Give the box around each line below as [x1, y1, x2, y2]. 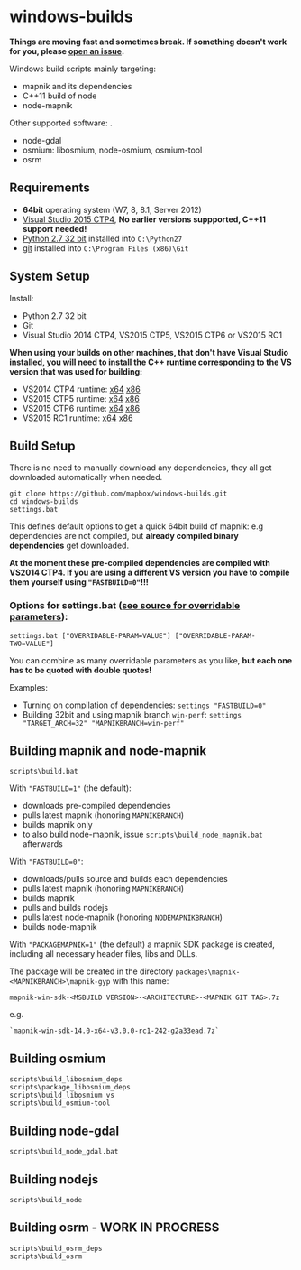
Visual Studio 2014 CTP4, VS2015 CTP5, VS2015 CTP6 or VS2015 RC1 [22, 329, 282, 340]
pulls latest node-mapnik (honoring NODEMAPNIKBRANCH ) [22, 912, 223, 922]
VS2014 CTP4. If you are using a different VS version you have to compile [9, 567, 290, 579]
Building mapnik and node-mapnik [9, 743, 207, 759]
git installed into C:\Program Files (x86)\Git [22, 242, 189, 254]
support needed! [22, 223, 87, 234]
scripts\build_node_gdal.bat [9, 1147, 119, 1156]
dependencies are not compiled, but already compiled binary [9, 531, 239, 542]
